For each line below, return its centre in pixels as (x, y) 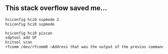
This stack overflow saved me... (56, 8)
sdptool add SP (21, 38)
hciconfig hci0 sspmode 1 (32, 19)
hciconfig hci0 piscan (29, 33)
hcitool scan (19, 42)
